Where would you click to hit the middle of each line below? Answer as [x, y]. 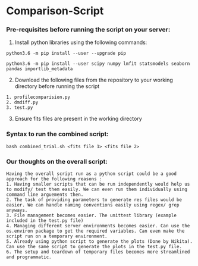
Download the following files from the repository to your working [94, 80]
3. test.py [20, 108]
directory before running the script [57, 86]
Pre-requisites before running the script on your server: [88, 30]
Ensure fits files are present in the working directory [78, 119]
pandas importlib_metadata [40, 69]
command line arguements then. [45, 195]
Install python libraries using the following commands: [81, 42]
